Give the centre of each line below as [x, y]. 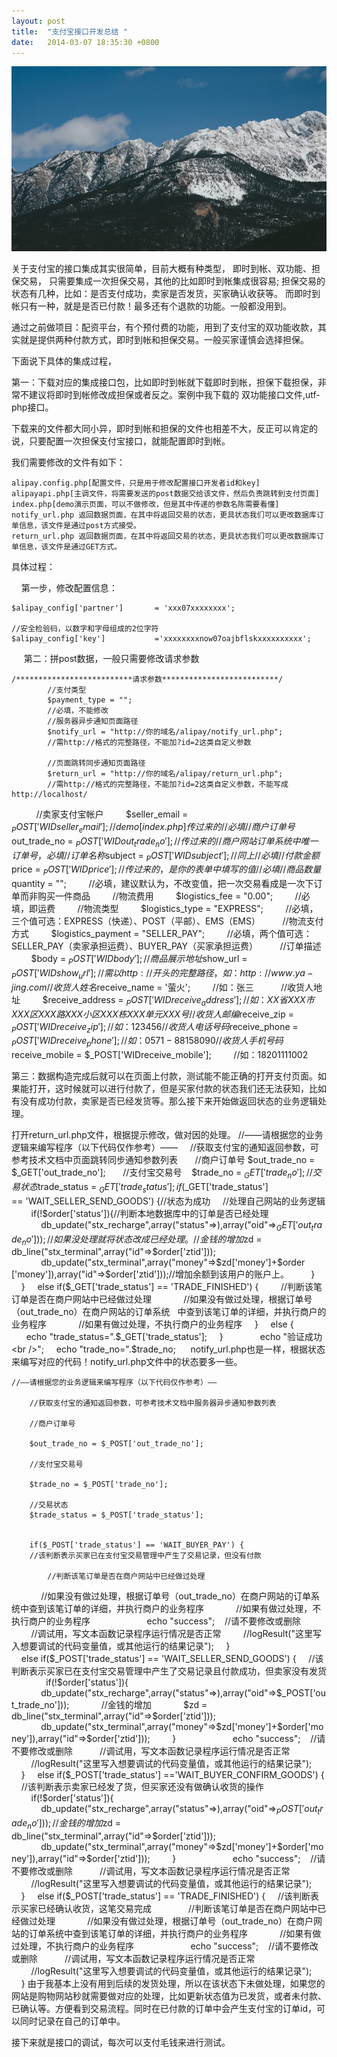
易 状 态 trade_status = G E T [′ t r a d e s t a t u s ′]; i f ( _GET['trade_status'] [140, 1187]
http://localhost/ [49, 794]
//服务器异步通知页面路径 [93, 721]
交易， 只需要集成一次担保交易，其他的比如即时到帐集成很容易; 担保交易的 [172, 281]
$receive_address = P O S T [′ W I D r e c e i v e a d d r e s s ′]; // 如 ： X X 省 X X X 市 [178, 1000]
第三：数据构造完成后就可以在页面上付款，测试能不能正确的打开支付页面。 [164, 1076]
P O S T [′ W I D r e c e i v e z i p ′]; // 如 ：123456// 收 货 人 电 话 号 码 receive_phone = [155, 1027]
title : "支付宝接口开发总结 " [69, 31]
